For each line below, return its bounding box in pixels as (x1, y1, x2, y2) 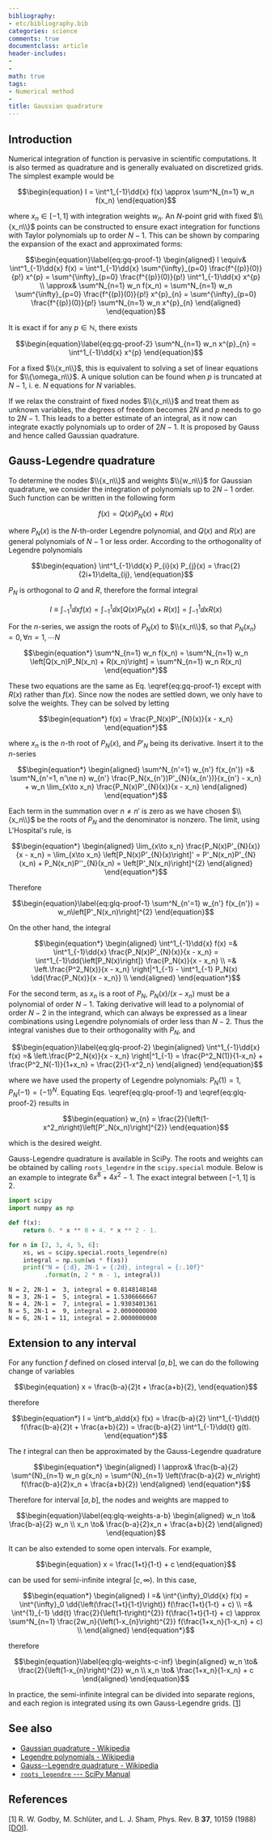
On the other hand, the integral (8, 922, 111, 933)
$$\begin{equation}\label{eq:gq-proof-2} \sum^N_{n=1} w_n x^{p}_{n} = (15, 338, 256, 349)
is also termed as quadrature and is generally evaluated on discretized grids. (8, 162, 264, 172)
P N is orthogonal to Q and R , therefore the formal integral (8, 585, 198, 597)
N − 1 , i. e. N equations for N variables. (8, 380, 137, 390)
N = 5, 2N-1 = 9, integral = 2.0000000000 (8, 1307, 158, 1315)
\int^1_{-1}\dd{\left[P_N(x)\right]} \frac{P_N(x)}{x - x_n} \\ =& (35, 955, 237, 965)
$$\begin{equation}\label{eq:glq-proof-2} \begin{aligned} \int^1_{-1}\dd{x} (11, 1043, 260, 1053)
